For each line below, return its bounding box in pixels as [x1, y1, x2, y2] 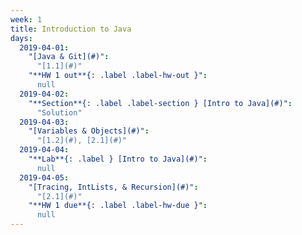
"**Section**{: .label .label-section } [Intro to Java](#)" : [28, 98, 293, 108]
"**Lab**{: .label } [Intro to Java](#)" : [28, 154, 208, 164]
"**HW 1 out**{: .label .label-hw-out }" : [28, 71, 208, 81]
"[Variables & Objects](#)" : [28, 126, 150, 136]
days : [10, 33, 33, 43]
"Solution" [36, 107, 83, 118]
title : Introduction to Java [10, 24, 132, 34]
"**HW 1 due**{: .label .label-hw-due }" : [28, 201, 208, 211]
